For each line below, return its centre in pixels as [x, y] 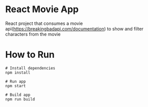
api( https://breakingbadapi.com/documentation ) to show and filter [74, 28]
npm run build [20, 99]
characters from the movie [33, 34]
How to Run [30, 55]
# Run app [16, 81]
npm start [16, 86]
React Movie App [42, 9]
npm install [18, 73]
